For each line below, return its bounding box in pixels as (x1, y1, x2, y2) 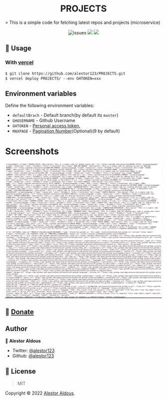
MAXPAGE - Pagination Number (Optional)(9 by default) (12, 128, 120, 134)
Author (5, 324, 27, 333)
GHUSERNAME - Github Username (12, 117, 76, 123)
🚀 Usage (5, 44, 31, 53)
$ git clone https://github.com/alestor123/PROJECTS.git (5, 71, 126, 76)
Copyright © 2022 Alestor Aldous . (5, 390, 76, 396)
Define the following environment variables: (5, 102, 94, 108)
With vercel (5, 59, 34, 66)
